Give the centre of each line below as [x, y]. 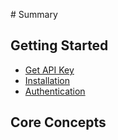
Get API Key [49, 70]
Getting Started [59, 45]
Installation [47, 80]
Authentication [55, 91]
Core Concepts [58, 122]
